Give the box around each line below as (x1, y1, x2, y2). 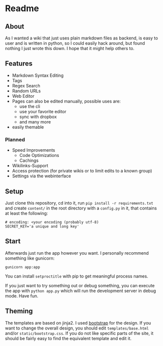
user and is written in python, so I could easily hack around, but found (5, 40, 145, 46)
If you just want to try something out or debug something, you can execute (5, 282, 155, 288)
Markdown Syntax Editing (12, 72, 64, 78)
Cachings (19, 157, 39, 163)
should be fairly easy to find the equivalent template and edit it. (5, 335, 132, 341)
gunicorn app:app (5, 264, 40, 270)
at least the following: (5, 210, 48, 216)
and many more (19, 119, 51, 124)
